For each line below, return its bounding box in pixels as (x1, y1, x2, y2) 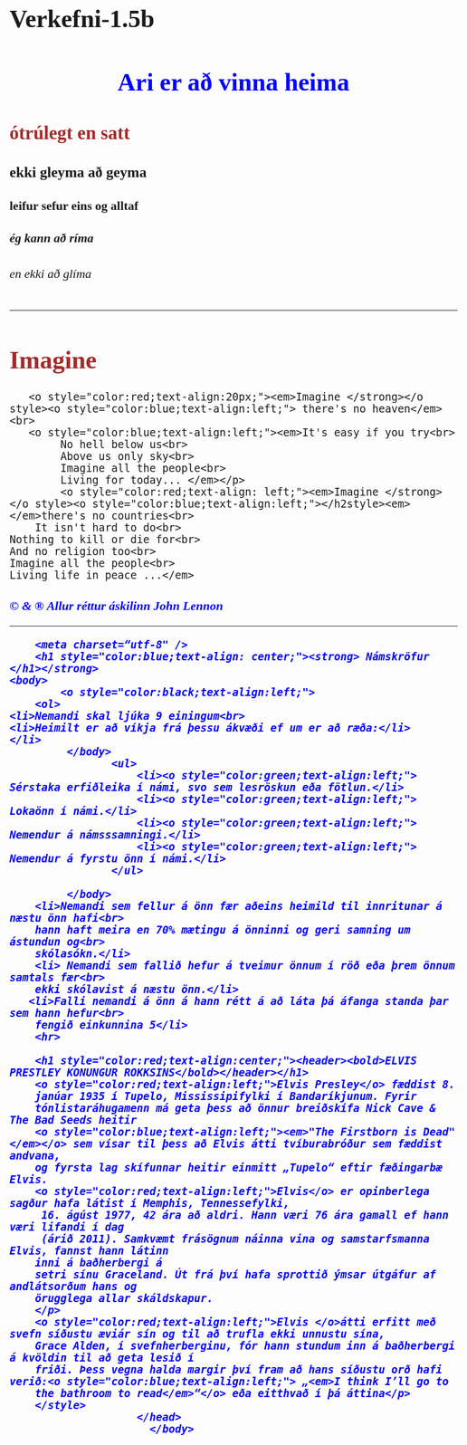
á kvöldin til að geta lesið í (9, 1351, 195, 1364)
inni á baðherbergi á (34, 1256, 163, 1269)
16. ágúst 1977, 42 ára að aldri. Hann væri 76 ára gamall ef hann (41, 1209, 450, 1221)
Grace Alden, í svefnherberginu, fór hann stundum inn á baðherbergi (34, 1339, 455, 1353)
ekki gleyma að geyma (9, 164, 148, 181)
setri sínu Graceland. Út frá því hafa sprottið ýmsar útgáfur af (34, 1268, 436, 1281)
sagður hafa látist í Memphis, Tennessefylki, (9, 1196, 291, 1210)
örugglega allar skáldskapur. (34, 1291, 214, 1305)
